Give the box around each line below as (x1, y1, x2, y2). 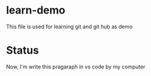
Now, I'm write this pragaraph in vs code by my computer (6, 63, 146, 70)
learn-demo (6, 4, 65, 17)
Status (6, 44, 40, 57)
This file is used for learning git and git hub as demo (6, 23, 133, 30)
